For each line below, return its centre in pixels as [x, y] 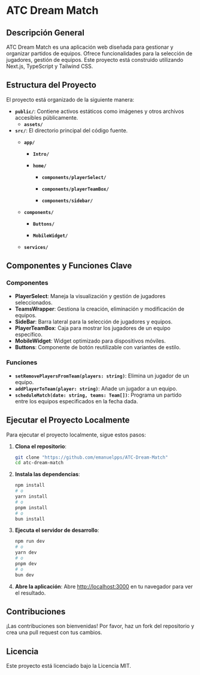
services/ [36, 247]
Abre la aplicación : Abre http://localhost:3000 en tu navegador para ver [104, 586]
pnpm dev [26, 564]
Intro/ [41, 154]
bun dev [24, 575]
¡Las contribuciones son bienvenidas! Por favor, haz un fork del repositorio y [100, 626]
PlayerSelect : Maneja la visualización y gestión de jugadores [90, 296]
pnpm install [31, 508]
